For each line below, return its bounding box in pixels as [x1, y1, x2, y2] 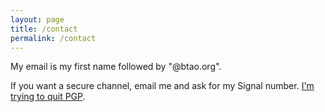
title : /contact [10, 24, 78, 34]
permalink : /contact [10, 33, 97, 43]
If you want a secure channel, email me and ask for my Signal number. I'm [10, 80, 315, 92]
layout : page [10, 14, 65, 25]
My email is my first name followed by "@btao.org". [10, 61, 222, 73]
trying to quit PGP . [10, 91, 86, 103]
